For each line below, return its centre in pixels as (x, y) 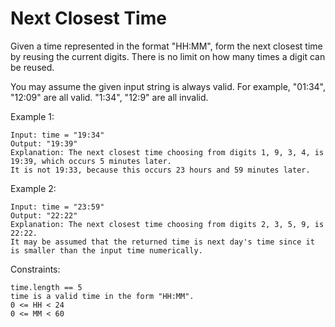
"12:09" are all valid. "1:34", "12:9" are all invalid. (109, 97)
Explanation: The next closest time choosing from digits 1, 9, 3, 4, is (167, 152)
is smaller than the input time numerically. (106, 250)
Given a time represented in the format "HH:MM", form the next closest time (166, 46)
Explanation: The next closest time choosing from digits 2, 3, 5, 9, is (167, 224)
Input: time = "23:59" (57, 207)
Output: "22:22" (44, 215)
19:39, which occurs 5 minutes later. (91, 161)
